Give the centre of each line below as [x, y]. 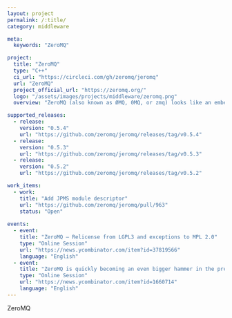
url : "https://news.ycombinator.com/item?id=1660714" [98, 282]
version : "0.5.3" [45, 147]
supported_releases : [37, 115]
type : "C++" [31, 71]
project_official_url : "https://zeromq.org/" [80, 90]
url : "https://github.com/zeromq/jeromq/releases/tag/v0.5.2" [111, 174]
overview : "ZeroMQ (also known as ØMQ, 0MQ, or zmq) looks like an [113, 103]
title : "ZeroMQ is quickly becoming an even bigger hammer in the [117, 269]
